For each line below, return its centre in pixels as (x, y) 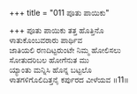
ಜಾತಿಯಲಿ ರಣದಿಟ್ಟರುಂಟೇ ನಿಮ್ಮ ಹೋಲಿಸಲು (65, 50)
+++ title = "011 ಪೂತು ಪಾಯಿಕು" (59, 13)
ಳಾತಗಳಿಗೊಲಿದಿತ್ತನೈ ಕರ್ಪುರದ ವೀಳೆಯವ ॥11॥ (69, 80)
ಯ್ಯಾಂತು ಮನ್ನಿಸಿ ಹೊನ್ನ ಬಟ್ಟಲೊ (51, 70)
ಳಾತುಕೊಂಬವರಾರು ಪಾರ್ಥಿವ (46, 40)
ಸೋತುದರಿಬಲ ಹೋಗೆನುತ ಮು (49, 60)
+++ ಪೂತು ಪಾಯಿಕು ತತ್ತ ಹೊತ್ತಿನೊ (57, 30)
